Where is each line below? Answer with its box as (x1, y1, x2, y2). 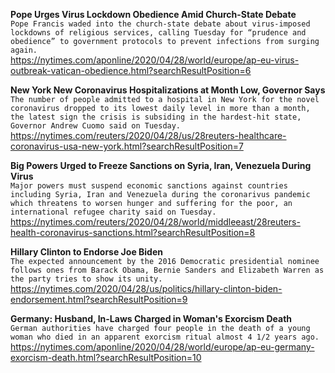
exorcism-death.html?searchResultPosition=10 (10, 352, 202, 363)
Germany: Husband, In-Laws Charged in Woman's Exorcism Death (10, 313, 293, 324)
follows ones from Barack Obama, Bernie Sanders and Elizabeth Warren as (10, 265, 325, 275)
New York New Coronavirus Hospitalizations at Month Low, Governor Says (10, 84, 326, 96)
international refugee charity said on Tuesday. (10, 207, 217, 217)
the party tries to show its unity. (10, 274, 163, 284)
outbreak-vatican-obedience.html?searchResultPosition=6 (10, 65, 252, 76)
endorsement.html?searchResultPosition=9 (10, 294, 188, 305)
